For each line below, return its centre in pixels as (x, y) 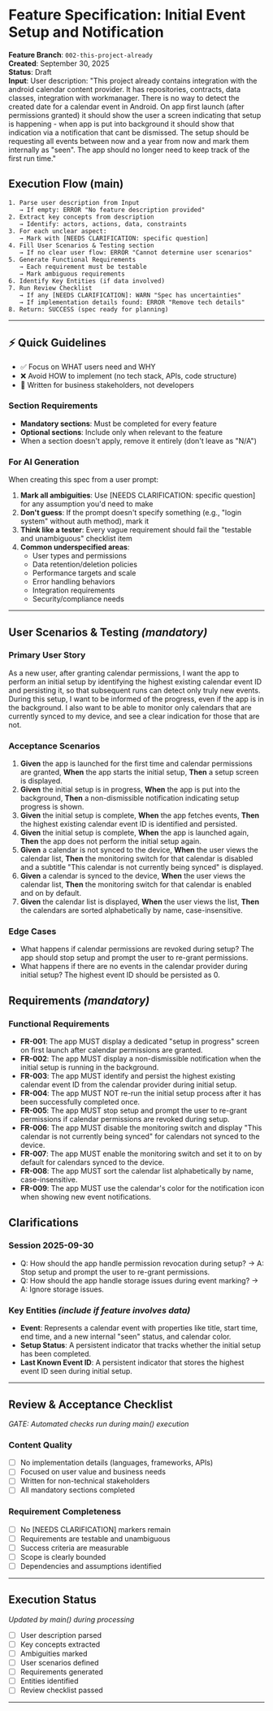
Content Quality (41, 1444)
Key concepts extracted (60, 1644)
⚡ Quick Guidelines (58, 343)
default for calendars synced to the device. (92, 1162)
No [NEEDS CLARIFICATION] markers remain (95, 1529)
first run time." (32, 158)
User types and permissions (80, 556)
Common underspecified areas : (75, 547)
